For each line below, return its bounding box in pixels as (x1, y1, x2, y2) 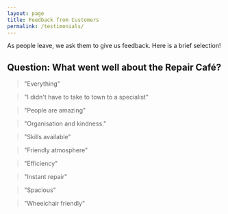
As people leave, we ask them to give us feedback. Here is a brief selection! (7, 42, 221, 50)
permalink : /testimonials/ (7, 23, 84, 29)
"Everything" (23, 80, 60, 88)
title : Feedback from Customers (7, 16, 99, 23)
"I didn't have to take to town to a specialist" (23, 93, 149, 102)
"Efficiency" (23, 159, 58, 168)
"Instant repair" (23, 173, 67, 181)
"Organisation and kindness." (23, 119, 107, 128)
